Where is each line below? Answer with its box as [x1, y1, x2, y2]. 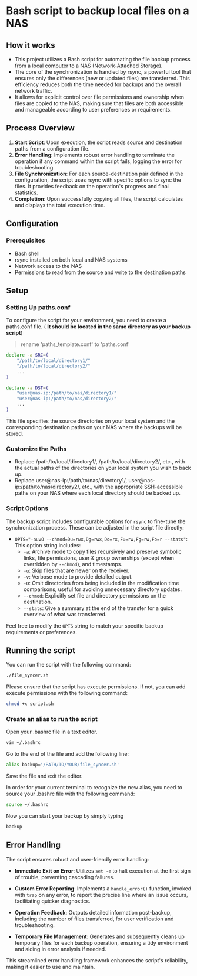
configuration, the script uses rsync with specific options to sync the [14, 176, 181, 184]
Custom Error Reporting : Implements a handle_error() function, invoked [14, 884, 192, 892]
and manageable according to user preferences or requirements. [14, 106, 172, 113]
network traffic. [14, 87, 52, 94]
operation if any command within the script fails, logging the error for [14, 158, 182, 165]
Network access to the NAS [14, 262, 82, 269]
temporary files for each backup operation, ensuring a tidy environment [14, 939, 188, 946]
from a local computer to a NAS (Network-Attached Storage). [14, 62, 163, 69]
